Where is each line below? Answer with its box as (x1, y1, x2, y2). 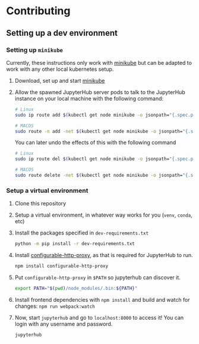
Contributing (6, 4, 71, 18)
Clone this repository (14, 200, 67, 207)
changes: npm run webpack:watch (14, 302, 95, 309)
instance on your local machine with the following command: (14, 95, 164, 102)
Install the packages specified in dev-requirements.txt (14, 229, 149, 236)
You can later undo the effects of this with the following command (14, 139, 176, 146)
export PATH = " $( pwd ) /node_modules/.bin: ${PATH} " (14, 285, 138, 291)
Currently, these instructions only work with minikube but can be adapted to (6, 59, 192, 66)
